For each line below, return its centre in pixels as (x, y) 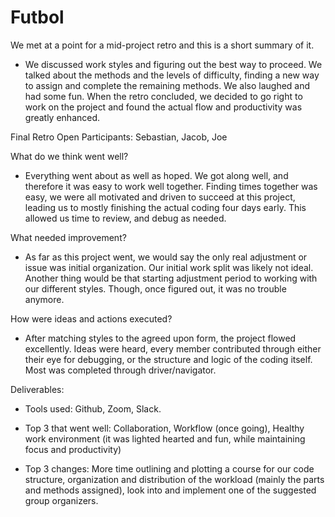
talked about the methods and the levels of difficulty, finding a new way (172, 75)
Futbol (37, 17)
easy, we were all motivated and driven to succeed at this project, (160, 197)
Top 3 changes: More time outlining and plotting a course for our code (169, 468)
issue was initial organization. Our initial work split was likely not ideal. (169, 267)
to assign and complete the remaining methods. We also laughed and (167, 85)
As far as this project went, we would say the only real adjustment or (166, 257)
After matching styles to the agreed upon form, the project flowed (160, 338)
